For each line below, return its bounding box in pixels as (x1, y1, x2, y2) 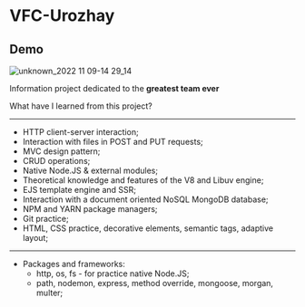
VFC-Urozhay (9, 5, 115, 26)
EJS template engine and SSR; (22, 185, 136, 195)
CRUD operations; (22, 156, 91, 166)
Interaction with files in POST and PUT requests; (22, 137, 204, 147)
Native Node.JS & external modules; (22, 165, 159, 176)
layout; (22, 233, 48, 243)
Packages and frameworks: (22, 259, 125, 269)
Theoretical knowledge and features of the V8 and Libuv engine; (22, 175, 264, 186)
